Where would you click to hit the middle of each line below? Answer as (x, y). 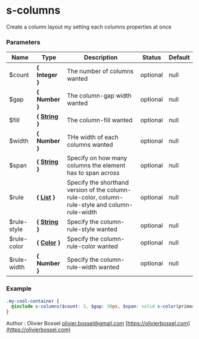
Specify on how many (97, 158)
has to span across (93, 173)
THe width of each (93, 137)
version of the (86, 190)
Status (152, 58)
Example (19, 289)
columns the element (96, 166)
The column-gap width (99, 96)
